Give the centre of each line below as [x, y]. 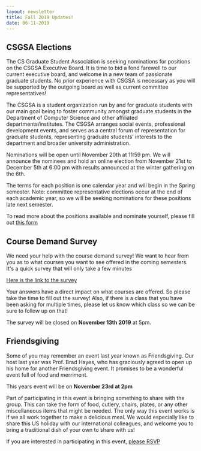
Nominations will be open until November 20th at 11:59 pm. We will [88, 155]
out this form [22, 223]
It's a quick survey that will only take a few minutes [69, 268]
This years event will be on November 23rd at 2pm [70, 386]
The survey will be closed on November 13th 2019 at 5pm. [79, 322]
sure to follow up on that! [37, 311]
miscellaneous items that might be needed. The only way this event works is [100, 410]
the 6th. [16, 174]
